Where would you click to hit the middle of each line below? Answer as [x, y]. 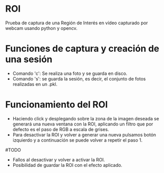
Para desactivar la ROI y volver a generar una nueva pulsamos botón [84, 135]
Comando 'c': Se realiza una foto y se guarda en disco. [70, 73]
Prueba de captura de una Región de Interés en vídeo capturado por [77, 23]
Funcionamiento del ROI [57, 105]
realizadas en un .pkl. [35, 84]
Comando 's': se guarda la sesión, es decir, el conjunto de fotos [79, 78]
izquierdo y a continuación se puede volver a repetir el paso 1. [77, 140]
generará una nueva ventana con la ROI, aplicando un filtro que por [83, 124]
